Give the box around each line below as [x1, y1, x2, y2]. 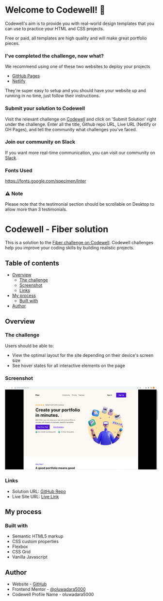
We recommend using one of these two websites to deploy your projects [5, 63, 150, 70]
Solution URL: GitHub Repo [12, 488, 66, 494]
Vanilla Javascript [12, 554, 48, 560]
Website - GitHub [12, 581, 47, 587]
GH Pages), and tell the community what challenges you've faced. [5, 126, 137, 132]
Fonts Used [5, 167, 33, 174]
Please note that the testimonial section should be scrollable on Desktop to [5, 201, 154, 207]
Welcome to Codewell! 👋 [5, 4, 105, 16]
